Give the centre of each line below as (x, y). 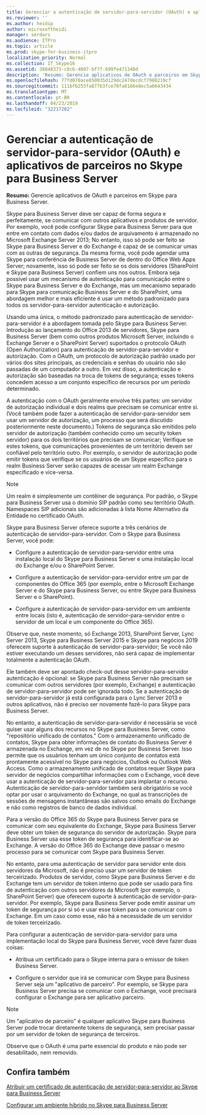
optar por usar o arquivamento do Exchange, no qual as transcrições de (97, 795)
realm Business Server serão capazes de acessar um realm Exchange (94, 466)
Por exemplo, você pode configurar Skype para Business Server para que (100, 227)
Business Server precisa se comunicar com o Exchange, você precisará (106, 991)
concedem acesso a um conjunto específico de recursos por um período (98, 382)
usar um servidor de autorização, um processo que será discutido (90, 420)
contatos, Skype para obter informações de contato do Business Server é (99, 743)
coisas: (15, 947)
